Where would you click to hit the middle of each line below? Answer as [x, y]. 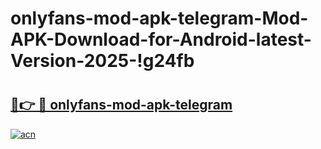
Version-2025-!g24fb [102, 61]
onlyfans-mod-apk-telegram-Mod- [159, 18]
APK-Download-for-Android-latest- [161, 39]
